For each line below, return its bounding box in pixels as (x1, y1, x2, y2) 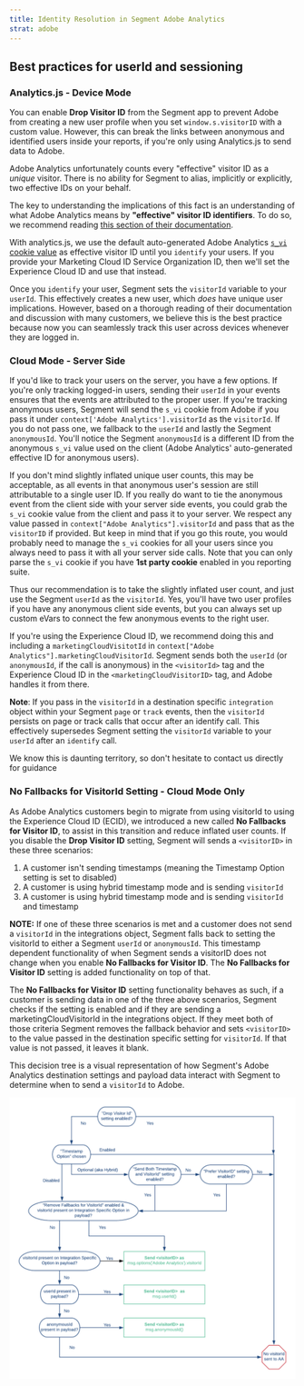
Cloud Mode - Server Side (9, 354, 126, 367)
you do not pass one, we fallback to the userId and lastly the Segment (9, 424, 272, 434)
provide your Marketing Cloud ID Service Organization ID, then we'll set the (9, 256, 290, 267)
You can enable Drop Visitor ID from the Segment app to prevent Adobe (9, 107, 279, 118)
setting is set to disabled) (22, 872, 118, 882)
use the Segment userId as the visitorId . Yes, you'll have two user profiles (9, 593, 292, 604)
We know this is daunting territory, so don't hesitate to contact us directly (9, 753, 284, 763)
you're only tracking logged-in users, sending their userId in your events (9, 384, 281, 395)
